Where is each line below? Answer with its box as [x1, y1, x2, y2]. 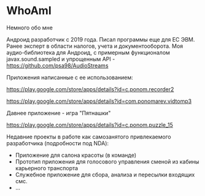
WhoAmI [6, 4, 52, 18]
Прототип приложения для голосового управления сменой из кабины [15, 157, 199, 165]
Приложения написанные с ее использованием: [6, 73, 133, 81]
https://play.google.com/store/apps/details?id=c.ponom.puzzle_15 [6, 121, 174, 129]
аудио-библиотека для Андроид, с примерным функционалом [6, 48, 171, 56]
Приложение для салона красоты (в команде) [15, 151, 137, 159]
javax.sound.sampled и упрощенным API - [6, 55, 115, 62]
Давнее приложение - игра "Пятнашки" [6, 109, 111, 116]
